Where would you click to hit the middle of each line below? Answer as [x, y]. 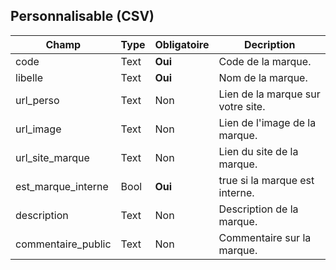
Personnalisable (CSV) [82, 16]
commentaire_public [63, 244]
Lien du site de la [258, 151]
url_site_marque [52, 157]
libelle [29, 77]
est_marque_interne [62, 186]
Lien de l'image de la [267, 122]
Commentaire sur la [265, 237]
